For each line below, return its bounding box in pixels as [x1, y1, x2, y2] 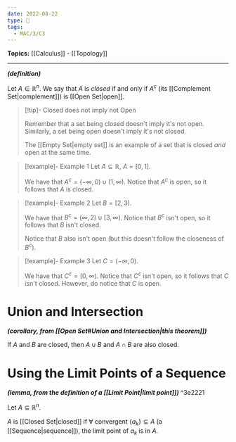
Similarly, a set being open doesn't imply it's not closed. [24, 127, 186, 135]
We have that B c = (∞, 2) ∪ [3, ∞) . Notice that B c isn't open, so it [24, 212, 211, 222]
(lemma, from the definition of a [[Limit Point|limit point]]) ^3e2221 [7, 389, 205, 397]
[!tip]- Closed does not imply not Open [24, 106, 137, 114]
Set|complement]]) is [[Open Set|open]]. [7, 92, 125, 101]
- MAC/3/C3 [13, 30, 46, 37]
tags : [7, 23, 23, 30]
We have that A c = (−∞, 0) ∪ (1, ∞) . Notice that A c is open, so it [24, 176, 207, 186]
